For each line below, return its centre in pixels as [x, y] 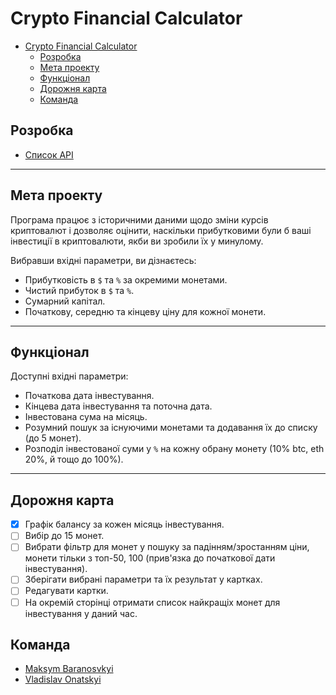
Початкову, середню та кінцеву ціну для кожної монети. [145, 311]
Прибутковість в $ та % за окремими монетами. [126, 279]
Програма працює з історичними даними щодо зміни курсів [139, 219]
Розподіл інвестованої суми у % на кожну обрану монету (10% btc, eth [174, 449]
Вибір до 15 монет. [64, 536]
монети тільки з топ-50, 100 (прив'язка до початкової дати [150, 558]
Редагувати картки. [66, 591]
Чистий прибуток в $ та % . [79, 290]
